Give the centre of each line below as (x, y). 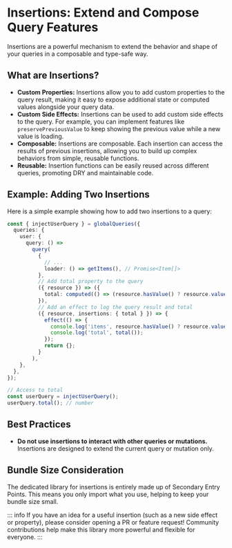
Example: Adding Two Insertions (78, 195)
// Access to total (35, 390)
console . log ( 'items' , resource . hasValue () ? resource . (131, 326)
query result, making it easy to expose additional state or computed (113, 99)
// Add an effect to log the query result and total (115, 307)
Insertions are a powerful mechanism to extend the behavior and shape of (112, 46)
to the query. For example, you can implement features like (101, 121)
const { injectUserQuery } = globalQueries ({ (74, 224)
